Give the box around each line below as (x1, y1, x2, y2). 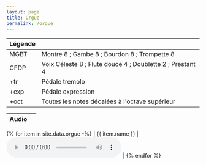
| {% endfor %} (122, 152, 161, 159)
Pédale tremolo (41, 78, 85, 86)
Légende (9, 40, 36, 48)
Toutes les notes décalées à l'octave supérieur (41, 97, 176, 106)
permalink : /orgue (6, 20, 53, 26)
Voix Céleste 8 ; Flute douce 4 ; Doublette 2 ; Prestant (41, 60, 196, 68)
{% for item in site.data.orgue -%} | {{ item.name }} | (6, 130, 139, 137)
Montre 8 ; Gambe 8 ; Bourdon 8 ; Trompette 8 (41, 50, 175, 59)
